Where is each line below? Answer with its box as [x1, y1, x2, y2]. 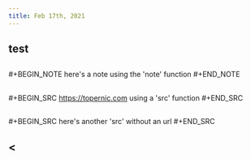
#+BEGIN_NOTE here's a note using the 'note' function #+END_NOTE [8, 70, 240, 79]
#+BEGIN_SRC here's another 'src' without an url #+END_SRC [8, 117, 215, 127]
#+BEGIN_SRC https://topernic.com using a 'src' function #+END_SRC [8, 92, 244, 102]
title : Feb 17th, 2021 [8, 11, 85, 20]
